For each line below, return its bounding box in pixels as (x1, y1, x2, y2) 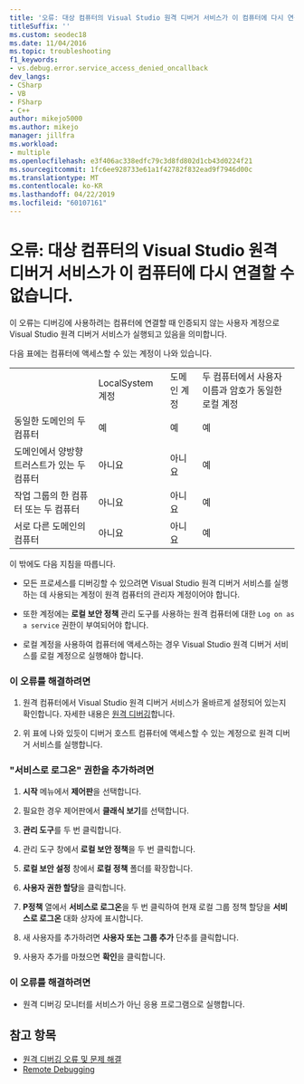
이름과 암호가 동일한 (202, 384, 283, 397)
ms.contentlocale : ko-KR (9, 182, 103, 191)
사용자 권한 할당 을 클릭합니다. (22, 882, 127, 893)
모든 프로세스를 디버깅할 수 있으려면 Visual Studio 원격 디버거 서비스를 (22, 577, 272, 589)
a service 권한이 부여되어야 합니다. (22, 619, 149, 630)
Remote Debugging (22, 1063, 95, 1074)
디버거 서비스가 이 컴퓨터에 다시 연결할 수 (9, 264, 295, 283)
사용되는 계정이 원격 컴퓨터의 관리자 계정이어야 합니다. (49, 589, 241, 600)
